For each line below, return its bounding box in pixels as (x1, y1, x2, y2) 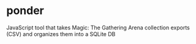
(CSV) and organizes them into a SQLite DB (6, 30, 116, 37)
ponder (6, 4, 44, 18)
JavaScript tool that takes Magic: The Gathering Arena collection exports (6, 24, 190, 31)
